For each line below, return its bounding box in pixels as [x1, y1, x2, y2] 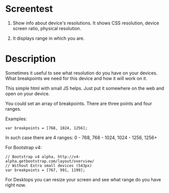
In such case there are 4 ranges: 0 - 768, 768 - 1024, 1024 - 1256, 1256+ [5, 134, 157, 141]
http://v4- [58, 154, 81, 159]
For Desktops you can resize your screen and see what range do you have [5, 176, 161, 182]
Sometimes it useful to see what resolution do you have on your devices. [5, 70, 158, 76]
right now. [5, 182, 26, 188]
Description [5, 53, 56, 65]
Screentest [5, 3, 53, 15]
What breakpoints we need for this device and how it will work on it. [5, 75, 148, 81]
